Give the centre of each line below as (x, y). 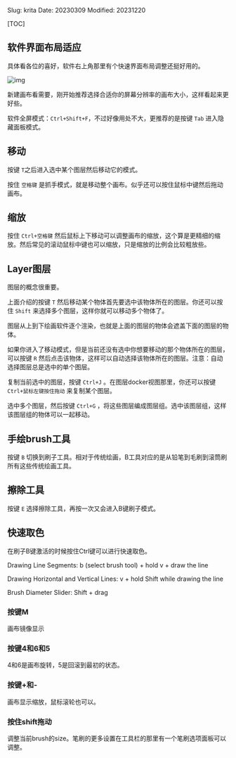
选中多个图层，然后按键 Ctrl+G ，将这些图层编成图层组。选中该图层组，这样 (117, 406)
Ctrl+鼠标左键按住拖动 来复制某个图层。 (61, 391)
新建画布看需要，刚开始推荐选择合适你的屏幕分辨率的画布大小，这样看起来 (115, 94)
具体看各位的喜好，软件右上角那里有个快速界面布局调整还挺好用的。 (106, 65)
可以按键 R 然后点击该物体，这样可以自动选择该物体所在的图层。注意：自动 (115, 359)
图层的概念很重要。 (35, 287)
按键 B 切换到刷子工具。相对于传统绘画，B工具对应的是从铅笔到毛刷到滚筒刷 (117, 457)
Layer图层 (29, 269)
